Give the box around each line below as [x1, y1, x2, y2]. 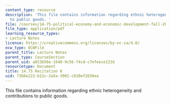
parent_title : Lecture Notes [5, 50, 67, 55]
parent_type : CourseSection [5, 54, 65, 60]
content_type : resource [5, 7, 56, 13]
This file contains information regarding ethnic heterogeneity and [5, 87, 141, 93]
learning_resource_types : [5, 31, 60, 36]
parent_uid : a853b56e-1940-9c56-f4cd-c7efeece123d [5, 59, 115, 64]
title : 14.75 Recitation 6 [5, 69, 63, 74]
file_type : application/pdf [5, 26, 65, 31]
